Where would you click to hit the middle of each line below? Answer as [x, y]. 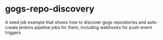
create [11, 27]
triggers [13, 32]
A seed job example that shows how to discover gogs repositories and [76, 22]
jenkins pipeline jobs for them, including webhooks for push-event [85, 27]
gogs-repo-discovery [50, 9]
